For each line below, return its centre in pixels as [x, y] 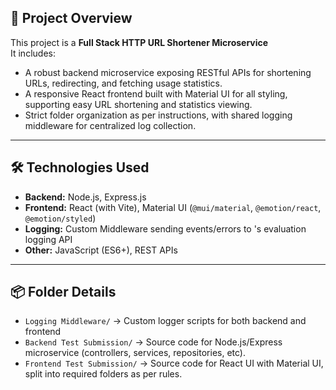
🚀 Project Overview [71, 18]
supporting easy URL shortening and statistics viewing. [138, 104]
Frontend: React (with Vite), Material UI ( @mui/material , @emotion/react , [173, 207]
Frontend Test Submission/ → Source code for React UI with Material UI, [174, 363]
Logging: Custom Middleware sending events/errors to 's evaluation [165, 228]
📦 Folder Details [63, 292]
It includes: [33, 53]
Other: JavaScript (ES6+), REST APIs [101, 250]
